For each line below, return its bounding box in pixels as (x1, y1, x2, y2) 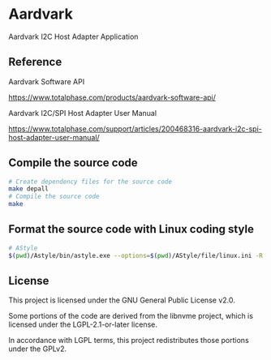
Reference (8, 55, 62, 69)
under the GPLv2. (8, 344, 67, 354)
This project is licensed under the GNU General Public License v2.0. (8, 295, 235, 305)
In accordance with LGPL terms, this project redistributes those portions (8, 336, 249, 345)
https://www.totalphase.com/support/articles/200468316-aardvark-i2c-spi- (8, 123, 262, 134)
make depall (8, 185, 49, 193)
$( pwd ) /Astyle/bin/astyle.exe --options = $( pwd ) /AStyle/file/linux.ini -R (8, 251, 264, 259)
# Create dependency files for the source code (8, 178, 173, 186)
